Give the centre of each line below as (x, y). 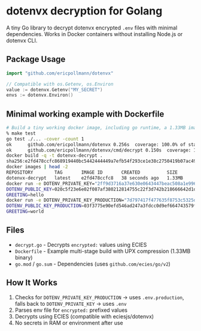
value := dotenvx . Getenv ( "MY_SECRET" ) (54, 90)
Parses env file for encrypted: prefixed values (71, 310)
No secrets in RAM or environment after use (69, 323)
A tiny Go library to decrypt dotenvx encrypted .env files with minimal (92, 28)
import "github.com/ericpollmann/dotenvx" (60, 73)
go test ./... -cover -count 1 (45, 139)
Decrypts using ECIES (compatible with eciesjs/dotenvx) (84, 316)
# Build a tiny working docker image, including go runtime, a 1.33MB (96, 128)
